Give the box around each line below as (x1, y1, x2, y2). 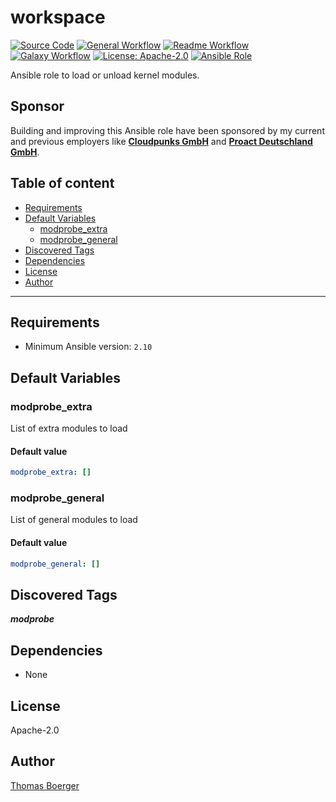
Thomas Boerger (10, 779, 80, 791)
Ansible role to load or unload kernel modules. (10, 69, 200, 81)
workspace (10, 6, 106, 29)
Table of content (10, 175, 115, 192)
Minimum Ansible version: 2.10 (24, 341, 153, 353)
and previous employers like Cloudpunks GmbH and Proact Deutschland (10, 135, 313, 147)
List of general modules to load (10, 514, 138, 526)
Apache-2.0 (10, 724, 60, 736)
